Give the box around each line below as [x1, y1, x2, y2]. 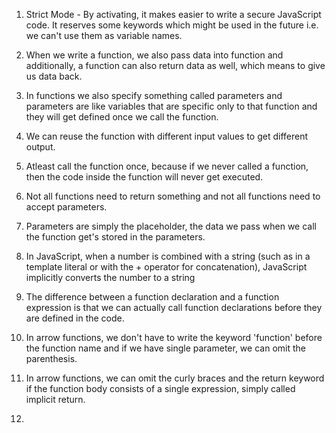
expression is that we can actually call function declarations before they [25, 302, 323, 313]
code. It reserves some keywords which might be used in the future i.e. [25, 19, 319, 31]
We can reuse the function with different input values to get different [25, 130, 309, 142]
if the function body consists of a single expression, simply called [25, 383, 296, 394]
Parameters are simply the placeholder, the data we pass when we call [25, 220, 317, 232]
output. [25, 141, 56, 153]
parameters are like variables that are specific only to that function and [25, 100, 318, 112]
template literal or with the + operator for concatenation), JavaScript [25, 261, 308, 273]
